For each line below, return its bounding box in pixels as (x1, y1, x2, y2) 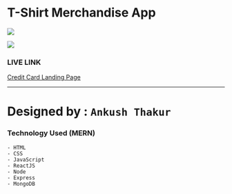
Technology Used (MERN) (7, 128, 95, 138)
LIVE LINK (7, 57, 41, 67)
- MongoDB (7, 180, 36, 187)
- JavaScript (7, 156, 45, 163)
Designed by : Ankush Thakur (7, 104, 171, 119)
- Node (7, 168, 26, 175)
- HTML (7, 144, 26, 151)
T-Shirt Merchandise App (7, 5, 157, 21)
